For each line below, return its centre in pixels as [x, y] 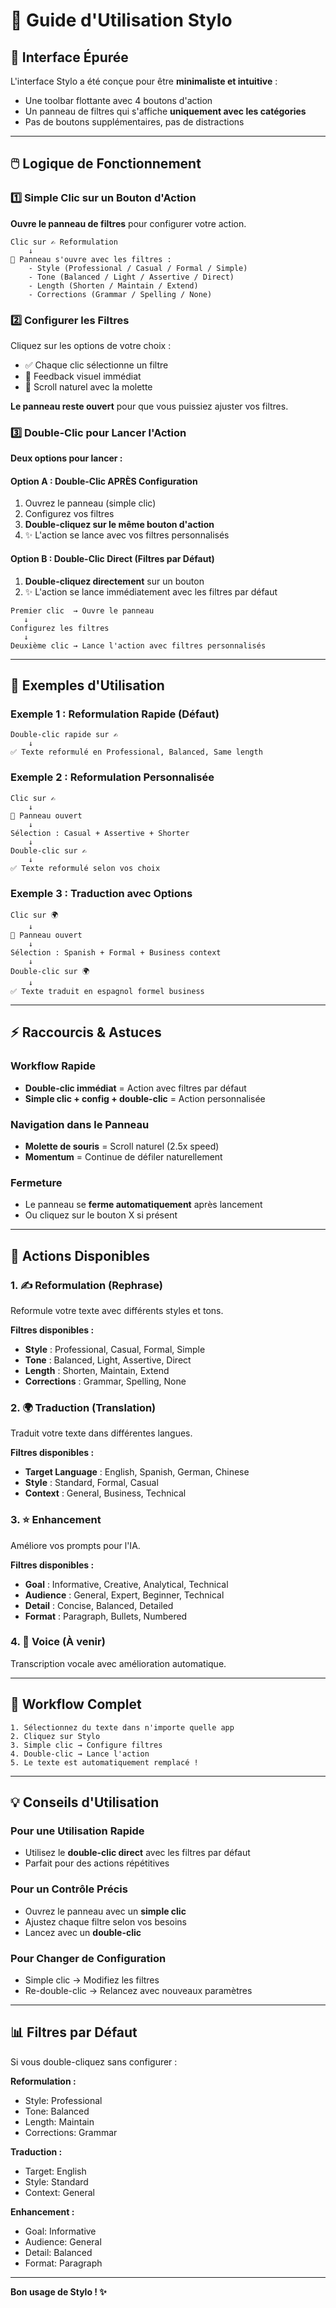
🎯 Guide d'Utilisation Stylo [121, 20]
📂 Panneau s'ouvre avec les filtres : [91, 259]
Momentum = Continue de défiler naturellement [123, 1156]
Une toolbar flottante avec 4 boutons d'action [118, 100]
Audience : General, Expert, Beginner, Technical [124, 1595]
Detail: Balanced [58, 2252]
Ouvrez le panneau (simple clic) [90, 503]
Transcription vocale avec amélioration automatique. [118, 1663]
